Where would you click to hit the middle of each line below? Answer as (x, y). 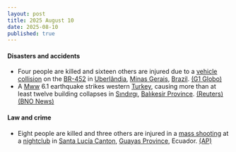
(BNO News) (36, 101)
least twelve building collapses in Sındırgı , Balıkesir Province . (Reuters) (120, 94)
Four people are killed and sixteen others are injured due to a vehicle (117, 72)
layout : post (26, 14)
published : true (31, 33)
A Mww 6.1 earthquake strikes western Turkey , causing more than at (117, 87)
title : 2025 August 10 (41, 20)
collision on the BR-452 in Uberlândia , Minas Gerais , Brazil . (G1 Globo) (120, 79)
